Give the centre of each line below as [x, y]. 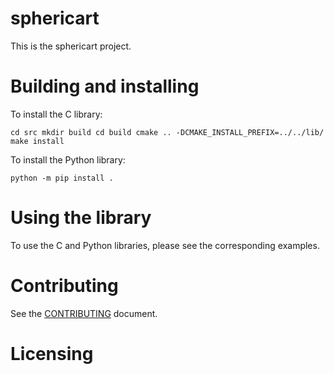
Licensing [52, 353]
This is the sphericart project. [71, 46]
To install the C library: [56, 114]
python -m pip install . [62, 178]
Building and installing [105, 86]
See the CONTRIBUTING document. [84, 313]
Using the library [81, 218]
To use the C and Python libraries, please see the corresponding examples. [165, 245]
